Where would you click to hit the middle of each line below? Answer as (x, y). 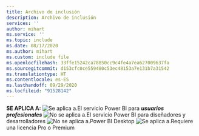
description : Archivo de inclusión (51, 18)
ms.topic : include (29, 40)
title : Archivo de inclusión (43, 12)
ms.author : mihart (29, 52)
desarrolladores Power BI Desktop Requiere (100, 121)
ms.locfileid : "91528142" (39, 91)
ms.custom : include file (38, 57)
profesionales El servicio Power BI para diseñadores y (96, 114)
